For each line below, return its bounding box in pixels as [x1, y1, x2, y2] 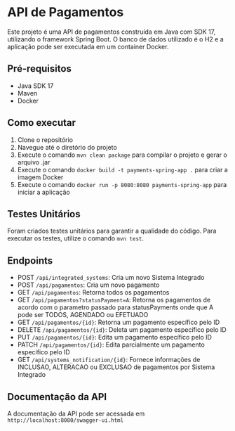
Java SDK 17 [17, 82, 54, 90]
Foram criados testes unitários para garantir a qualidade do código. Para [7, 226, 217, 236]
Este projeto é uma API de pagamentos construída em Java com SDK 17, [7, 27, 216, 36]
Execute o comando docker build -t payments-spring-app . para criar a [17, 165, 228, 174]
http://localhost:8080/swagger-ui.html [7, 417, 124, 424]
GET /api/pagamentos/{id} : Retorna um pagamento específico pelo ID [17, 318, 220, 327]
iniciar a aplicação [17, 188, 70, 196]
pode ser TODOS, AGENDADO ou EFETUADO [17, 311, 149, 319]
